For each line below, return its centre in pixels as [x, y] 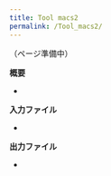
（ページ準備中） [41, 53]
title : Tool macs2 [44, 18]
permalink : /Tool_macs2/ [56, 26]
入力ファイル [33, 109]
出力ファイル [33, 146]
